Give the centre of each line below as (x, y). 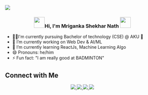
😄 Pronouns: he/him (33, 52)
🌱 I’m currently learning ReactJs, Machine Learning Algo (69, 47)
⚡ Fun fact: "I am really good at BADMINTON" (58, 58)
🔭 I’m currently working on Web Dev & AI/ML (57, 42)
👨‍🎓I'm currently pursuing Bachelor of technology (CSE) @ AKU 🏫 (78, 37)
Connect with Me (32, 75)
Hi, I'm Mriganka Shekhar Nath (82, 26)
